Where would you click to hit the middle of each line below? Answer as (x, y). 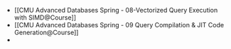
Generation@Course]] (46, 32)
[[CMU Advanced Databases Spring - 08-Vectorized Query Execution (116, 10)
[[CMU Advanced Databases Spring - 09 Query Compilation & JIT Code (119, 25)
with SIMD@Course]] (45, 17)
